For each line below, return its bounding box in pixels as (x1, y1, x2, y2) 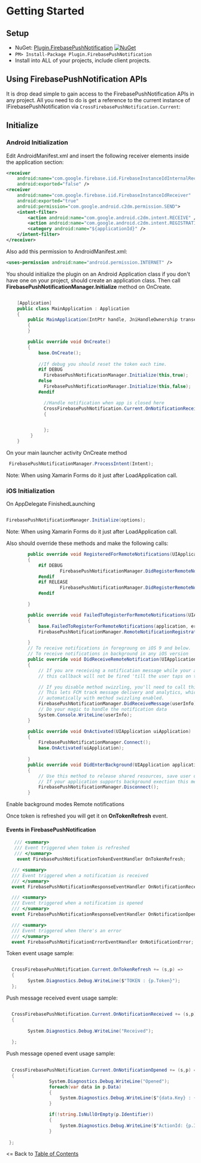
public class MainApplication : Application (17, 305, 130, 312)
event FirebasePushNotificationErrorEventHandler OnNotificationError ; (11, 939, 194, 945)
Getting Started (6, 4, 85, 18)
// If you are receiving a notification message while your (38, 667, 191, 673)
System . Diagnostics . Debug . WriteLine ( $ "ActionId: (59, 1122, 184, 1129)
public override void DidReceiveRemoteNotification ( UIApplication (28, 657, 197, 663)
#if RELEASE (38, 579, 68, 585)
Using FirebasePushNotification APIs (6, 74, 148, 85)
